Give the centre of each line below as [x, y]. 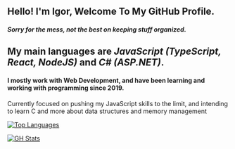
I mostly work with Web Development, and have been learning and [106, 80]
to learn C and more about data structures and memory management [107, 111]
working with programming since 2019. [66, 88]
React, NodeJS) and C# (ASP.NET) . [86, 63]
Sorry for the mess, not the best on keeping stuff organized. [97, 29]
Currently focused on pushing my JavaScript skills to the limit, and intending [118, 103]
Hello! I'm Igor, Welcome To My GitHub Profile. [111, 12]
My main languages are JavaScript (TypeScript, [114, 52]
